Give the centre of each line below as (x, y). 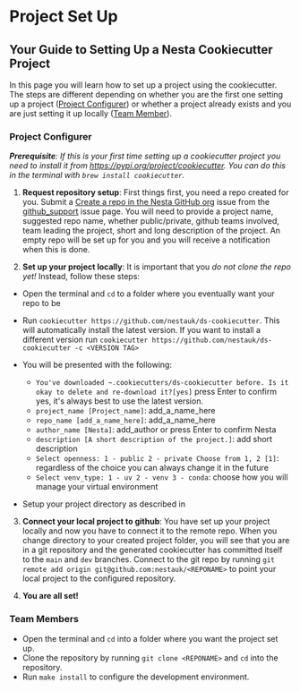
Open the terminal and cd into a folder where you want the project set (150, 638)
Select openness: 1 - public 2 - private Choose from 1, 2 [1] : (157, 458)
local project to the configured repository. (99, 578)
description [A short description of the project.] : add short (154, 439)
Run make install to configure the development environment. (136, 677)
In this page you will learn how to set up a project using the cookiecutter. (143, 85)
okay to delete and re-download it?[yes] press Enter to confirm (156, 392)
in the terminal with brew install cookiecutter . (97, 175)
